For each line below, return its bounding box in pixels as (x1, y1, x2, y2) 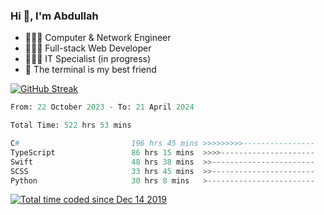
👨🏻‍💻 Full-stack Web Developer (24, 42, 152, 54)
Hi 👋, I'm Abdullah (10, 9, 99, 23)
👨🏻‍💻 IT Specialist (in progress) (24, 53, 152, 65)
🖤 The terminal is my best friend (24, 64, 157, 76)
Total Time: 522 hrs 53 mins (10, 120, 132, 131)
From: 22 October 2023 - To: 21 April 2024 (10, 102, 195, 113)
